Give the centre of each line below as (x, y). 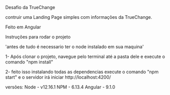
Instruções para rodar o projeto (38, 37)
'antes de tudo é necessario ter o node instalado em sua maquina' (75, 47)
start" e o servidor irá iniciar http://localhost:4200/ (58, 77)
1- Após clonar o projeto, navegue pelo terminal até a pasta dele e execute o (85, 56)
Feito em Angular (23, 27)
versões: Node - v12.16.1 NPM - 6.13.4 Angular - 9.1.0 (60, 87)
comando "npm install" (29, 62)
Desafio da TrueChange (30, 7)
